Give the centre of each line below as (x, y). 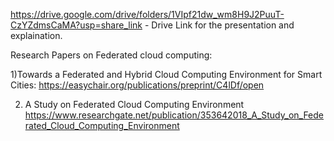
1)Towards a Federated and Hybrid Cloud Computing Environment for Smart (166, 74)
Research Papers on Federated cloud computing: (111, 55)
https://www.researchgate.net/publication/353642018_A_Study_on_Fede (174, 115)
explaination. (36, 35)
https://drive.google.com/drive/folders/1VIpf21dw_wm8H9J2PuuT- (147, 14)
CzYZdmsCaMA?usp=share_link (76, 25)
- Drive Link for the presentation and (219, 25)
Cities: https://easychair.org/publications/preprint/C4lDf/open (137, 85)
